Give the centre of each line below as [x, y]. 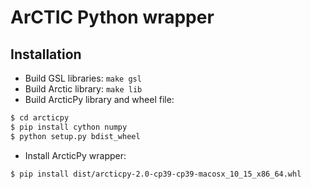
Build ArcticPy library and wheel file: [99, 99]
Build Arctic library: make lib [83, 89]
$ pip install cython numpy [69, 127]
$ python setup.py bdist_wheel [75, 136]
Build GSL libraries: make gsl [83, 78]
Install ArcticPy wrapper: [75, 155]
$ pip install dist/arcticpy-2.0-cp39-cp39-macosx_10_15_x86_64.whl [156, 174]
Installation [46, 54]
